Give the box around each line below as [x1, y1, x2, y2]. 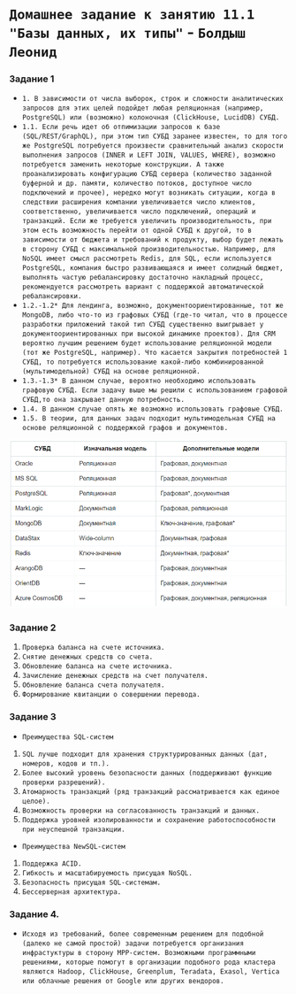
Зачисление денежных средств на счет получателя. [21, 672, 209, 681]
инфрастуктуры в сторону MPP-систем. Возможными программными [21, 948, 256, 957]
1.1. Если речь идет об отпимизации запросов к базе [21, 123, 221, 132]
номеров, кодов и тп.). [21, 759, 110, 768]
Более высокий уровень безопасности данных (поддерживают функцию [21, 768, 272, 777]
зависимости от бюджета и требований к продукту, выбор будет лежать [21, 235, 285, 244]
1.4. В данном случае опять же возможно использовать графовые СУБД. [21, 405, 285, 414]
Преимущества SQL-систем [21, 732, 114, 742]
